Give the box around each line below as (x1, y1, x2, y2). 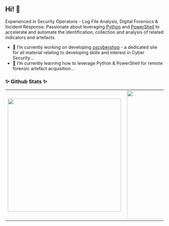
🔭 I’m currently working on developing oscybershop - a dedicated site (12, 44, 157, 50)
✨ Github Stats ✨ (5, 78, 48, 85)
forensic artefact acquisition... (12, 65, 75, 71)
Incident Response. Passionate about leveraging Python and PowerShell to (5, 24, 160, 30)
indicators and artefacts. (5, 34, 56, 40)
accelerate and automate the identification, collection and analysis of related (5, 29, 164, 35)
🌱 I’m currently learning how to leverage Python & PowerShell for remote (12, 60, 163, 66)
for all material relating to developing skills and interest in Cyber (12, 49, 145, 55)
